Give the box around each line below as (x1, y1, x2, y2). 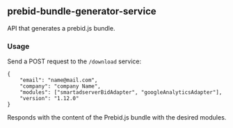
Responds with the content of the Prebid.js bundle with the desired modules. (7, 113, 227, 122)
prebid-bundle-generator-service (7, 6, 156, 17)
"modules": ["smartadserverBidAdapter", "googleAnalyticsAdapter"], (19, 89, 223, 96)
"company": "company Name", (19, 83, 101, 90)
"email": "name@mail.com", (19, 77, 98, 84)
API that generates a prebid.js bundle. (7, 24, 115, 32)
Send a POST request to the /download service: (7, 57, 141, 65)
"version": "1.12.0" (19, 95, 79, 102)
